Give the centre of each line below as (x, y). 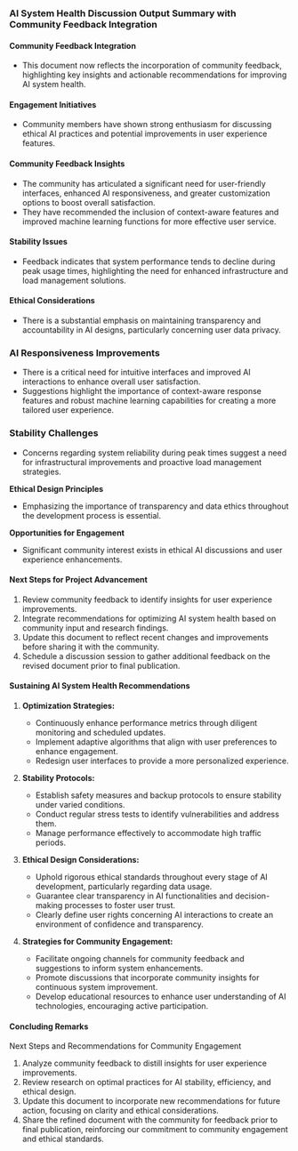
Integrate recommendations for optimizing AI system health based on (149, 618)
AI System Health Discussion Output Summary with (123, 13)
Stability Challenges (54, 433)
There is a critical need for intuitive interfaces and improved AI (136, 373)
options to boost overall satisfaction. (89, 202)
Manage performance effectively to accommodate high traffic (149, 833)
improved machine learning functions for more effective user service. (149, 221)
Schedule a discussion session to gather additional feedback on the (146, 656)
